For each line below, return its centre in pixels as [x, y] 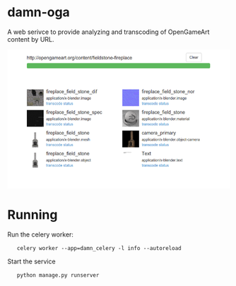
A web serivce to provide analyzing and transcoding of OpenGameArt [108, 32]
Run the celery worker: [41, 234]
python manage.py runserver [58, 275]
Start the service [31, 261]
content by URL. [31, 39]
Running [33, 215]
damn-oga [39, 12]
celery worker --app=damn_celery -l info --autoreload [99, 248]
